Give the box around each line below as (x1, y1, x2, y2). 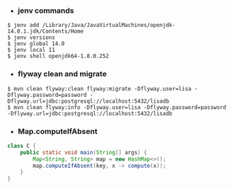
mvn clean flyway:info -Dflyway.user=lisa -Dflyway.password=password (13, 103, 227, 111)
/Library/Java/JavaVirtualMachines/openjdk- (42, 22, 176, 29)
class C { (7, 142, 37, 149)
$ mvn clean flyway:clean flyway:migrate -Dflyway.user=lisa (7, 85, 192, 92)
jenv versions (13, 34, 55, 41)
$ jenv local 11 (7, 47, 55, 54)
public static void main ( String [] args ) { (20, 149, 147, 156)
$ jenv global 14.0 (7, 40, 65, 47)
